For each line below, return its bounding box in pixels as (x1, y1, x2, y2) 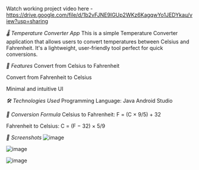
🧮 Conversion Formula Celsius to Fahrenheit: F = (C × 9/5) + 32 (6, 111, 162, 118)
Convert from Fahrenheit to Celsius (6, 74, 92, 81)
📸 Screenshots (6, 134, 42, 141)
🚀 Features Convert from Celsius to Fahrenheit (6, 62, 120, 69)
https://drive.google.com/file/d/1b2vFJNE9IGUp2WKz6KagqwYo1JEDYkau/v (6, 11, 193, 18)
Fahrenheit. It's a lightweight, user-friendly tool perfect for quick (6, 45, 163, 51)
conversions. (6, 51, 38, 58)
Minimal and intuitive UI (6, 86, 64, 92)
